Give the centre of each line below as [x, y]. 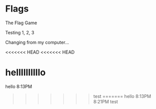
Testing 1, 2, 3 [20, 32]
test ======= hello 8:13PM [122, 96]
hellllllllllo [26, 72]
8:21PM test [106, 101]
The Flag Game [21, 23]
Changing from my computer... [37, 42]
